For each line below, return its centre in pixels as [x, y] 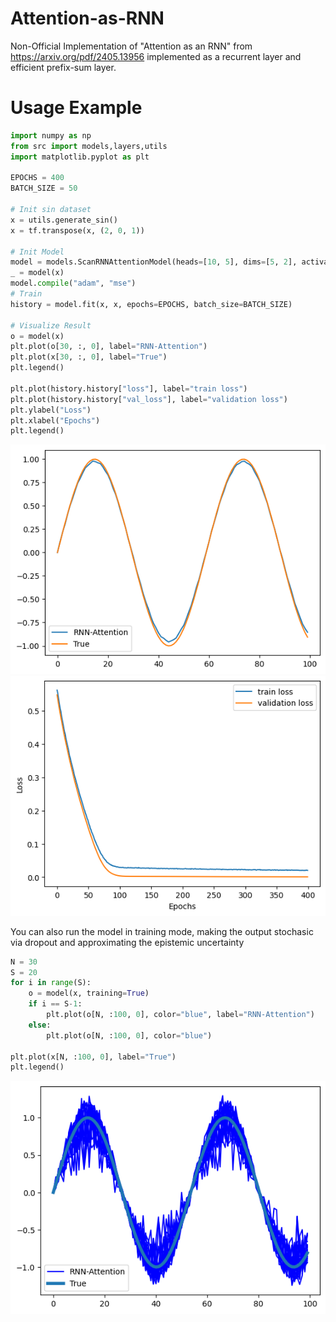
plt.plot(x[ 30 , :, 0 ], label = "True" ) [89, 357]
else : [40, 1025]
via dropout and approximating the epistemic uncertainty [127, 942]
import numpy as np [51, 135]
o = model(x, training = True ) [89, 993]
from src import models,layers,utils [89, 146]
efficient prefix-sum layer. [63, 67]
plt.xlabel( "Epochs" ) [55, 420]
